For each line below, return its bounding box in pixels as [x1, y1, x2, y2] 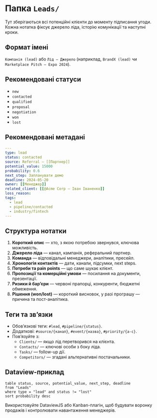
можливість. [12, 245, 38, 251]
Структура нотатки [5, 227, 67, 235]
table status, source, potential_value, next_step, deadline [5, 381, 131, 386]
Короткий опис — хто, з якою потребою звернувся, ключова [12, 240, 139, 246]
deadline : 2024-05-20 [5, 177, 49, 182]
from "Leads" [5, 385, 31, 390]
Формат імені [5, 43, 48, 51]
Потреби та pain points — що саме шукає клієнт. [12, 265, 114, 271]
